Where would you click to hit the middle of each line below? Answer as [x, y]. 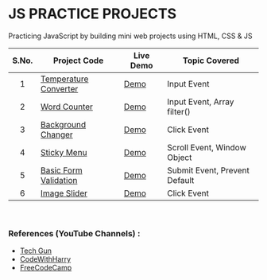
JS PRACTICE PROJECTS [93, 14]
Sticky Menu [64, 152]
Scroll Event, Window [206, 147]
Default [180, 180]
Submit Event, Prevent [208, 170]
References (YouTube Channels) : [74, 233]
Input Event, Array [200, 102]
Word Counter [67, 107]
